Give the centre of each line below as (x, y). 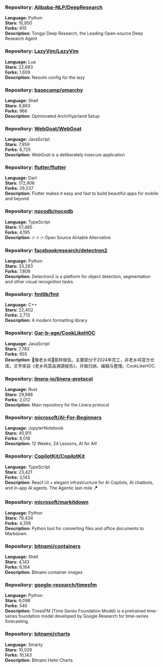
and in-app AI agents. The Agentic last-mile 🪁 (52, 488)
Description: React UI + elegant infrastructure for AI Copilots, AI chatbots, (79, 482)
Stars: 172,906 (20, 183)
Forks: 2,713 (18, 315)
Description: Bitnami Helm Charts (39, 660)
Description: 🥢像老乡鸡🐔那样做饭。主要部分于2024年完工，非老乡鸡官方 (78, 360)
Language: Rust (21, 389)
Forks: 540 (16, 606)
